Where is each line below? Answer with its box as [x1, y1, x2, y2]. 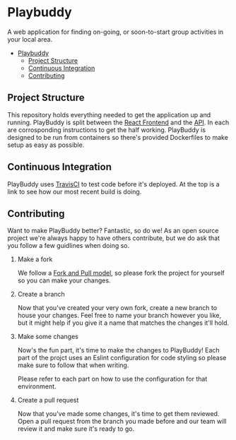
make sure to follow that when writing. [17, 361, 129, 369]
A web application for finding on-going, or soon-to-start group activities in [7, 28, 224, 36]
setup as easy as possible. [7, 141, 85, 149]
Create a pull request [17, 396, 79, 405]
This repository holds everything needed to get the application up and [7, 110, 211, 119]
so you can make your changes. [17, 276, 111, 285]
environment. [17, 382, 57, 391]
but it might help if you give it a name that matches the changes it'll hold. [17, 319, 230, 327]
